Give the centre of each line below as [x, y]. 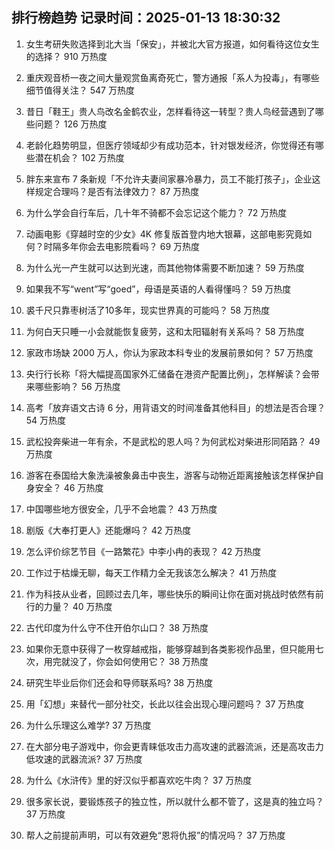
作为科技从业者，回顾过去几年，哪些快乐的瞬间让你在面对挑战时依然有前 [174, 594]
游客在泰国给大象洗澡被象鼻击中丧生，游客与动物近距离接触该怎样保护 [170, 475]
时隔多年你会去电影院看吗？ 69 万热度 [122, 246]
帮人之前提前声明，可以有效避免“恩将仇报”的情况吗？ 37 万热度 [155, 835]
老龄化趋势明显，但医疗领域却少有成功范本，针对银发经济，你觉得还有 [170, 145]
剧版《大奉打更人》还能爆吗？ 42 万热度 [108, 530]
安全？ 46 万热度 [69, 487]
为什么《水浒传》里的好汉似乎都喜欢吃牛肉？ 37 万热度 [139, 780]
